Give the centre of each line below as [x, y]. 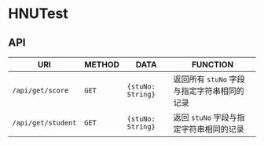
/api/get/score [40, 91]
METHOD [102, 65]
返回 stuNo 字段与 [205, 117]
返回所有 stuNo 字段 [209, 79]
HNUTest [38, 14]
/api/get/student [44, 123]
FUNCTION [213, 65]
